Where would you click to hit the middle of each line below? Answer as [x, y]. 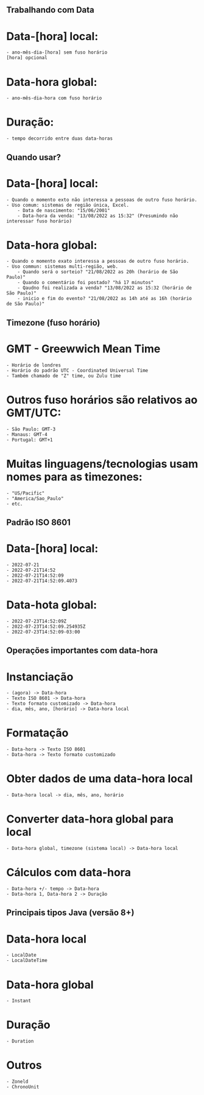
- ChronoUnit [23, 1087]
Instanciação [40, 677]
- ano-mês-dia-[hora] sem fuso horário [57, 52]
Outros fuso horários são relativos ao [102, 400]
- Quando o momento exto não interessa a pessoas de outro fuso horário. [102, 200]
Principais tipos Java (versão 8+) [70, 913]
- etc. [15, 504]
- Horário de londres [34, 365]
